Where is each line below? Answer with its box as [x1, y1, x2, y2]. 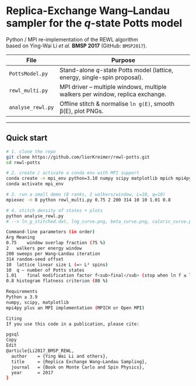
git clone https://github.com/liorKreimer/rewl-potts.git [6, 154, 150, 160]
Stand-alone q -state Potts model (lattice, [59, 66, 174, 74]
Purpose [111, 56, 136, 64]
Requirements [6, 289, 38, 295]
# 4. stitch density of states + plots [6, 207, 103, 213]
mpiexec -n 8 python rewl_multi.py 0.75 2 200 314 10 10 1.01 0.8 [6, 197, 171, 203]
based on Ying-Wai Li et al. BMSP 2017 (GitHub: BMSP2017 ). [6, 42, 147, 49]
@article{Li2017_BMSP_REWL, [6, 348, 75, 354]
